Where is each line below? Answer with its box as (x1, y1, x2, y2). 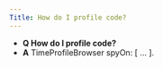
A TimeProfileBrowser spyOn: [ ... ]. (22, 46, 155, 58)
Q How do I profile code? (22, 38, 117, 48)
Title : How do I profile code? (9, 13, 127, 22)
